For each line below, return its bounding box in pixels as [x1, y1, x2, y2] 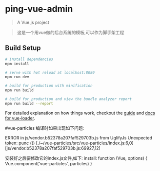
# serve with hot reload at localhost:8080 [5, 70, 95, 75]
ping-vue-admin [5, 3, 73, 15]
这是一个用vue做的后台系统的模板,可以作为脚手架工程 [17, 29, 124, 35]
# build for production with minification [5, 84, 93, 88]
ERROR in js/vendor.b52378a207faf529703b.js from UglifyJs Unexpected [5, 135, 153, 140]
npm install [5, 61, 29, 66]
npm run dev [5, 74, 29, 80]
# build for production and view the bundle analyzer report [5, 97, 132, 102]
